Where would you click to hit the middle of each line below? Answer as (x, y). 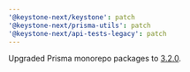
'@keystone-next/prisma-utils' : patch (80, 25)
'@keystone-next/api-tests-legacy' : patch (87, 33)
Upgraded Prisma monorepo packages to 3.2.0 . (95, 59)
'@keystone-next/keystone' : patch (72, 17)
